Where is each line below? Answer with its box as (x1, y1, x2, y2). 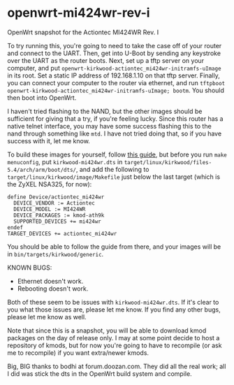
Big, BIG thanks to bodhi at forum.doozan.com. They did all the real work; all (7, 362, 226, 370)
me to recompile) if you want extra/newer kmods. (7, 348, 149, 357)
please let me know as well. (7, 312, 87, 321)
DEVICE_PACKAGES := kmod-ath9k (13, 212, 105, 219)
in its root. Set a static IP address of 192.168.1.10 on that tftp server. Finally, (7, 71, 220, 80)
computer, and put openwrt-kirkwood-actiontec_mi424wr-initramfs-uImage (7, 64, 221, 72)
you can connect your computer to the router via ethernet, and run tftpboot (7, 78, 226, 87)
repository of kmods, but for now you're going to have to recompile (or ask (7, 341, 222, 349)
